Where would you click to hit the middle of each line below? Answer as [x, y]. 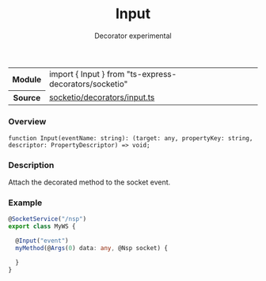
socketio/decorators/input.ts [102, 97]
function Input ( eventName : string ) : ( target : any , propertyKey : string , [131, 138]
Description [31, 165]
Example [25, 203]
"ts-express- [152, 74]
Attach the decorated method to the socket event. [89, 182]
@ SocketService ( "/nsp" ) [47, 219]
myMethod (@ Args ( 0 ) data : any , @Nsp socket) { [92, 248]
